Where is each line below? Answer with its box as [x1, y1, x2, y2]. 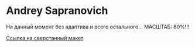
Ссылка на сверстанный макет [6, 34, 84, 41]
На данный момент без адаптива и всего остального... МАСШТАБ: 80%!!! [6, 23, 190, 30]
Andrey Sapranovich [6, 4, 108, 17]
